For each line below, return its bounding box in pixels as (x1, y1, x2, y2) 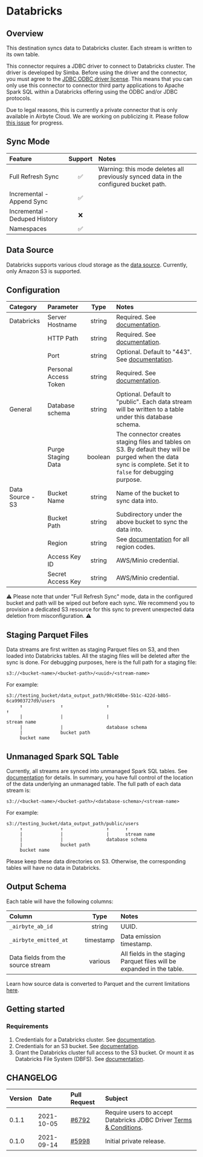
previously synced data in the (98, 172, 182, 181)
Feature (9, 154, 32, 163)
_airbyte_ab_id (9, 923, 53, 930)
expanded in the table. (120, 964, 184, 973)
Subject (105, 1094, 128, 1103)
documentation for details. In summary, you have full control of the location (6, 774, 193, 781)
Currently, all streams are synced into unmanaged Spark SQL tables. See (6, 768, 188, 775)
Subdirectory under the (115, 510, 182, 519)
